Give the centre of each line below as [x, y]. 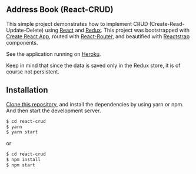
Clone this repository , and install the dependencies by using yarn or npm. [95, 104]
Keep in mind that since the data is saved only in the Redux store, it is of [93, 65]
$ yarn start [22, 132]
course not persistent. [33, 71]
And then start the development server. [54, 111]
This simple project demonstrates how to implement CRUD [77, 24]
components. [22, 42]
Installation [27, 90]
